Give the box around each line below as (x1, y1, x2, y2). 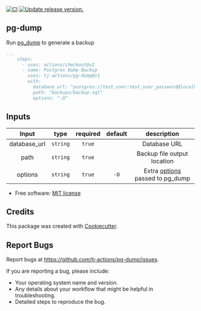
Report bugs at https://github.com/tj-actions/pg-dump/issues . (6, 256, 159, 263)
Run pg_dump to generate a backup (6, 39, 95, 46)
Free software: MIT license (14, 189, 81, 197)
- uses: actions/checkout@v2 (22, 62, 95, 68)
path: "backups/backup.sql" (32, 89, 103, 95)
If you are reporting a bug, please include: (6, 267, 109, 275)
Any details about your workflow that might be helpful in (14, 285, 154, 293)
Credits (6, 207, 35, 217)
